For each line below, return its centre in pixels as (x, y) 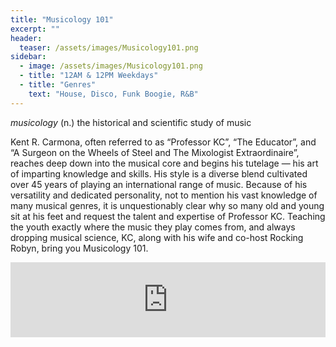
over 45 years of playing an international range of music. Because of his (159, 184)
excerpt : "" (35, 29)
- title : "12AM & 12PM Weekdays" (89, 76)
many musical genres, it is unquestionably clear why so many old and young (167, 205)
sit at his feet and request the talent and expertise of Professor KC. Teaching (168, 216)
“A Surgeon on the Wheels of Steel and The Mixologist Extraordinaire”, (155, 152)
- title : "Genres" (58, 85)
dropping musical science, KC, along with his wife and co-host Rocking (157, 237)
